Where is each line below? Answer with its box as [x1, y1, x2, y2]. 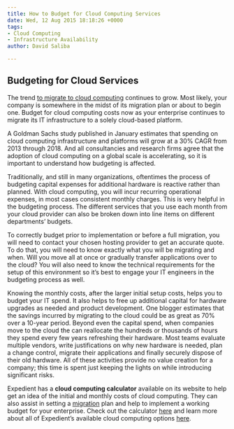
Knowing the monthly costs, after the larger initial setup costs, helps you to [7, 288, 223, 297]
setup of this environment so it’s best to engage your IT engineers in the [7, 267, 214, 276]
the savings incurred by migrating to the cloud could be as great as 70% [7, 311, 215, 319]
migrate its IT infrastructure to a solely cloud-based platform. [7, 115, 183, 124]
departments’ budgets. [7, 217, 73, 225]
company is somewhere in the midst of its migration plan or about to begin [7, 101, 221, 109]
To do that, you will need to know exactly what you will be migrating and [7, 246, 215, 254]
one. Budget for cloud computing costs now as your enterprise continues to [7, 108, 226, 116]
